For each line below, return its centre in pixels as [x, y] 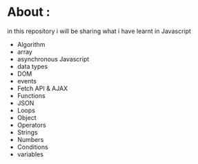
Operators [31, 125]
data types [32, 66]
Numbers [30, 139]
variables [30, 154]
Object [27, 117]
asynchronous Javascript [53, 59]
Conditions [32, 147]
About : [29, 12]
